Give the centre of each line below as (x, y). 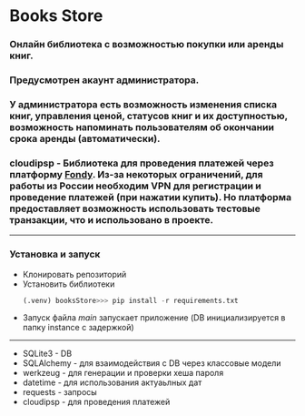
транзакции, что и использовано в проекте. (111, 219)
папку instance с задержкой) (78, 328)
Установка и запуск (55, 254)
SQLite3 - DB (47, 354)
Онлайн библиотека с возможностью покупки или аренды (147, 45)
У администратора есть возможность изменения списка (143, 104)
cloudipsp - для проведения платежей (96, 402)
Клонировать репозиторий (74, 274)
